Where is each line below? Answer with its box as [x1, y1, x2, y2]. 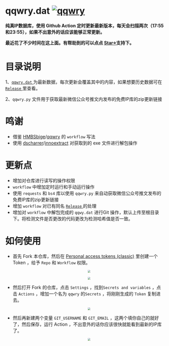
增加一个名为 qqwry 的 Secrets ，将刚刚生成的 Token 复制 [40, 291, 156, 297]
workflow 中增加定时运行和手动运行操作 [12, 184, 95, 190]
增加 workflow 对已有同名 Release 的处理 [12, 203, 96, 209]
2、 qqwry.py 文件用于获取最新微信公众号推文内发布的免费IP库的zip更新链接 [5, 96, 162, 102]
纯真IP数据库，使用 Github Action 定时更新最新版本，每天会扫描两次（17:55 [5, 22, 164, 28]
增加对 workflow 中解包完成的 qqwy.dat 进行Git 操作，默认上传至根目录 [12, 209, 159, 215]
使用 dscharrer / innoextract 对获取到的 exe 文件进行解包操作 [12, 140, 138, 146]
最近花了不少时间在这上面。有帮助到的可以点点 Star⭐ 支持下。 [5, 40, 134, 46]
